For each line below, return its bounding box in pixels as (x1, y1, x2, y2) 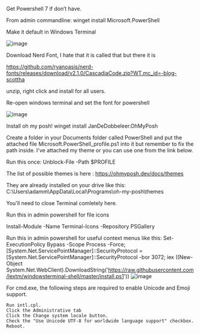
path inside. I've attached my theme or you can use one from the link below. (6, 147, 193, 154)
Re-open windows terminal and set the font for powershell (6, 99, 150, 106)
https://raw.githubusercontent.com (108, 266, 194, 273)
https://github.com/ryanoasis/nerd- (6, 63, 94, 70)
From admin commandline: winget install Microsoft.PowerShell (6, 17, 160, 23)
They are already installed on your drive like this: (6, 182, 126, 188)
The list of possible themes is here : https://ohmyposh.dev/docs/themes (6, 170, 184, 177)
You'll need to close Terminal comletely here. (6, 200, 117, 206)
